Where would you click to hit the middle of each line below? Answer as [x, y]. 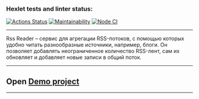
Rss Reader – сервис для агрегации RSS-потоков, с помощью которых [95, 39]
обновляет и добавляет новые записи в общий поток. [74, 57]
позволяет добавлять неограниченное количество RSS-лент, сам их [93, 51]
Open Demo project [43, 81]
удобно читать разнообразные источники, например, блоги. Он [87, 45]
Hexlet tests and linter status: [49, 9]
